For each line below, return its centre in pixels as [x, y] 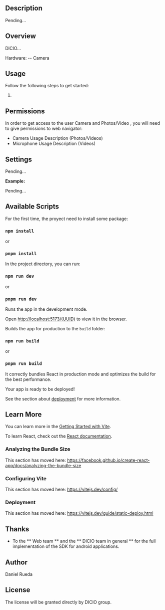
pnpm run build [24, 364]
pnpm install [21, 254]
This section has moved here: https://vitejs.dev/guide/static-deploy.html [79, 513]
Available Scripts [32, 207]
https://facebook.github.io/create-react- [108, 460]
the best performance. [28, 379]
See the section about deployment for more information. [63, 398]
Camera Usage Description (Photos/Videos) [57, 138]
